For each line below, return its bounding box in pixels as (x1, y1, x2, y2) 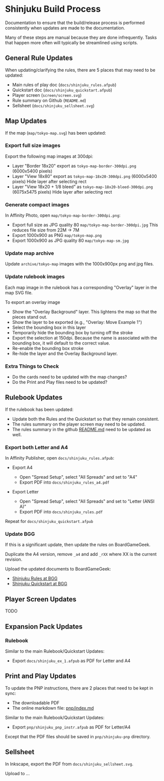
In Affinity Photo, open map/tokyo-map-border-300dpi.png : (5, 212, 121, 218)
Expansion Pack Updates (5, 622, 83, 631)
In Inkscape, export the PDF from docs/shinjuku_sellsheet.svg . (5, 761, 134, 767)
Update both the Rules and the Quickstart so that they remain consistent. (12, 416, 159, 422)
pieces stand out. (12, 314, 47, 320)
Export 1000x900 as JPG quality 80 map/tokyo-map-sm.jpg (12, 237, 129, 244)
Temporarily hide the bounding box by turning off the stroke (12, 329, 133, 335)
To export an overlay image (5, 299, 60, 305)
